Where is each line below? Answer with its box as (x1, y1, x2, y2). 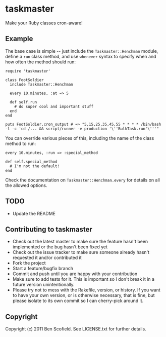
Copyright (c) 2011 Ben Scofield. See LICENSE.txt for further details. (5, 326, 146, 332)
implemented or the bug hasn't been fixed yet (12, 244, 107, 250)
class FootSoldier (5, 77, 44, 83)
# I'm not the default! (10, 163, 60, 169)
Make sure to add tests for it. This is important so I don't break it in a (12, 276, 155, 282)
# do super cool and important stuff (14, 104, 94, 109)
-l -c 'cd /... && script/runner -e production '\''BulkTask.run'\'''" (5, 126, 159, 131)
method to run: (5, 140, 36, 146)
